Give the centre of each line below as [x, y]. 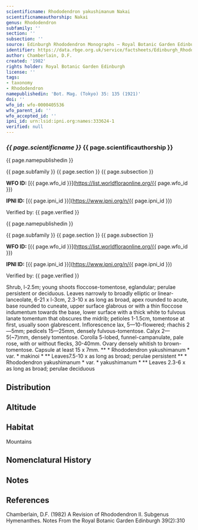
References [28, 500]
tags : [13, 77]
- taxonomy [19, 83]
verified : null [25, 127]
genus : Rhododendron [32, 22]
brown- [173, 343]
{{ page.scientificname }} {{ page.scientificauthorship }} [90, 147]
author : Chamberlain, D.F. [39, 55]
